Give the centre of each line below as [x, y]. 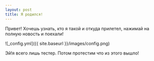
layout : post [19, 10]
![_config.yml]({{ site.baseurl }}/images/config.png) [57, 43]
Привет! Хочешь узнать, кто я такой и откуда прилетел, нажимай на [77, 28]
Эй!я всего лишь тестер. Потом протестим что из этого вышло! [72, 53]
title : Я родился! [24, 14]
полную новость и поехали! [34, 34]
